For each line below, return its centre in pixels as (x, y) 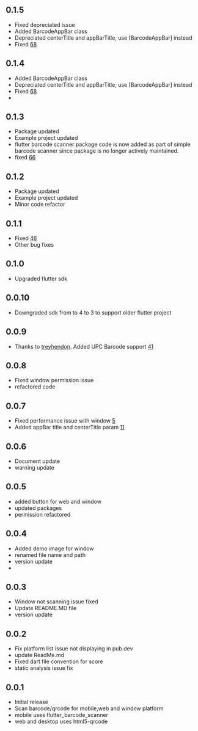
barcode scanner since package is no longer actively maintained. (97, 151)
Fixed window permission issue (54, 380)
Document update (37, 461)
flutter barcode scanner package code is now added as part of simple (102, 144)
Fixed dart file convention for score (59, 661)
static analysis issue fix (44, 668)
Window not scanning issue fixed (56, 602)
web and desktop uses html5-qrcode (61, 721)
